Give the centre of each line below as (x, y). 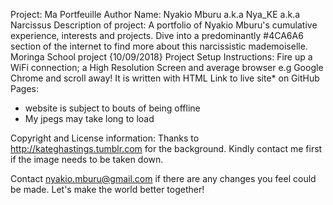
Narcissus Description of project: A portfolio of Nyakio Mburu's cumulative (164, 25)
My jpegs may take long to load (89, 118)
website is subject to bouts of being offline (112, 108)
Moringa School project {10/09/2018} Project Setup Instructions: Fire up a (161, 57)
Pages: (24, 88)
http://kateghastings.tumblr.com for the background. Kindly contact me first (166, 148)
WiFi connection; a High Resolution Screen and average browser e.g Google (167, 67)
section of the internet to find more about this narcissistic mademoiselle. (159, 46)
